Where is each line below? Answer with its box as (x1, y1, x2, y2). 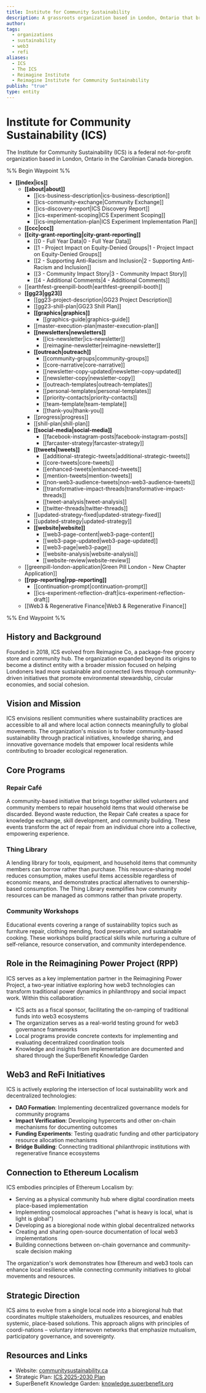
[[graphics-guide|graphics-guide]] (42, 315, 130, 322)
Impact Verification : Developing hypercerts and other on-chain (15, 1117, 176, 1124)
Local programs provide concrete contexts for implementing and (15, 1032, 178, 1039)
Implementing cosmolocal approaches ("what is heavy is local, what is (15, 1208, 193, 1216)
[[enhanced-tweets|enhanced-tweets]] (42, 465, 142, 473)
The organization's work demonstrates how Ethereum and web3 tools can (6, 1259, 193, 1267)
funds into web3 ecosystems (15, 1012, 89, 1020)
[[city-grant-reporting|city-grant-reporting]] (24, 231, 141, 238)
